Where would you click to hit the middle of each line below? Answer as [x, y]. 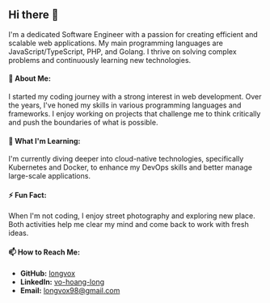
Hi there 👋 [34, 15]
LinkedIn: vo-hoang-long [62, 282]
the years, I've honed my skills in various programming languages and [125, 105]
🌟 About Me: [30, 78]
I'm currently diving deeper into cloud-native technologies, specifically [126, 159]
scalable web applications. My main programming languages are [116, 43]
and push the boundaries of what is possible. [83, 123]
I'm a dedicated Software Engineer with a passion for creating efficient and [133, 34]
